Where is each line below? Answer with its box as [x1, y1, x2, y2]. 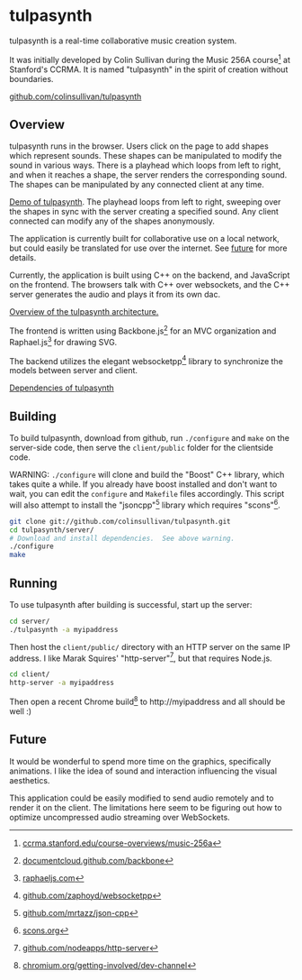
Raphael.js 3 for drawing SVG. [9, 335, 118, 347]
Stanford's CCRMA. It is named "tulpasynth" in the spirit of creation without [9, 64, 289, 75]
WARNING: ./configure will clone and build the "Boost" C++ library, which [9, 470, 285, 481]
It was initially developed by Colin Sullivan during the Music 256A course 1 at [9, 52, 290, 65]
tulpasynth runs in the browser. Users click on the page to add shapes [9, 141, 270, 151]
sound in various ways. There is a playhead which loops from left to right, [9, 160, 281, 171]
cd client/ [9, 670, 50, 679]
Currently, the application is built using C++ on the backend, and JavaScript [9, 270, 290, 280]
